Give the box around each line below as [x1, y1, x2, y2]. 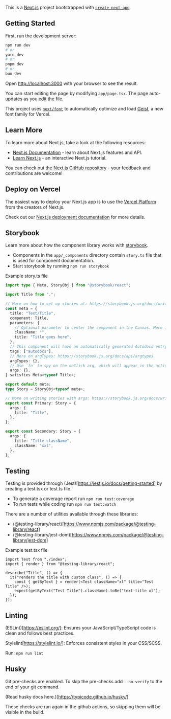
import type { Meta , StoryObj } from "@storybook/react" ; [5, 283, 131, 288]
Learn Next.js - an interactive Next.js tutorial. [12, 154, 107, 161]
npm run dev [5, 42, 31, 48]
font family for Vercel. [5, 111, 51, 117]
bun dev [5, 71, 22, 76]
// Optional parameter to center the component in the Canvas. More [14, 325, 163, 330]
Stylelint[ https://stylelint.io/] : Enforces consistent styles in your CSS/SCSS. [5, 640, 162, 646]
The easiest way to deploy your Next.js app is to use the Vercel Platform [5, 198, 157, 205]
